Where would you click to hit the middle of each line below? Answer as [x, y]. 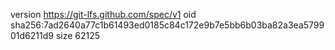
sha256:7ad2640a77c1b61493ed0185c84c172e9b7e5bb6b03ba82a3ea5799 [167, 25]
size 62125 [78, 35]
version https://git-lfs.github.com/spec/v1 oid [103, 14]
